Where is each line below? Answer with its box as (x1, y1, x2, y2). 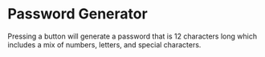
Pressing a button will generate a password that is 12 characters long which (7, 31, 258, 41)
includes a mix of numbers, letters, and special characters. (7, 39, 202, 49)
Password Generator (7, 5, 148, 23)
